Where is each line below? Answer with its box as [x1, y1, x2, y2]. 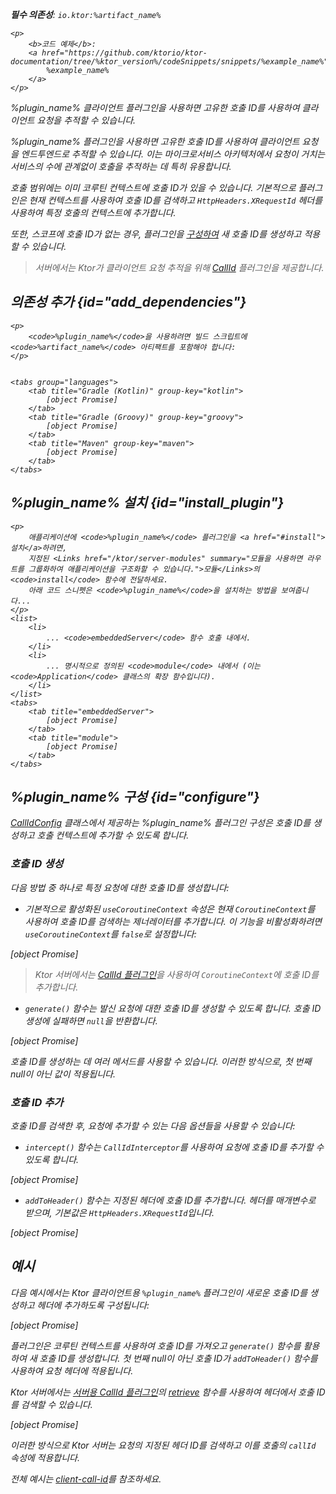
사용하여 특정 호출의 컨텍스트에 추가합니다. [10, 207, 177, 218]
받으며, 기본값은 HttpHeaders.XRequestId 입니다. [24, 1207, 215, 1219]
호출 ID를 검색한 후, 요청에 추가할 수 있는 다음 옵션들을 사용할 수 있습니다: [10, 1120, 296, 1132]
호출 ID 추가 [10, 1095, 64, 1109]
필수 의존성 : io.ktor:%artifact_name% [10, 9, 162, 20]
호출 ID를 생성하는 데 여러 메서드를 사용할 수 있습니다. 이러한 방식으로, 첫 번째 [10, 1055, 312, 1067]
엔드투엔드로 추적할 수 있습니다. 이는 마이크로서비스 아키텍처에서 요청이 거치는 [20, 148, 326, 160]
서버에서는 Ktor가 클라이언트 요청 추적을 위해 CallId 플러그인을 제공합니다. [34, 262, 325, 273]
